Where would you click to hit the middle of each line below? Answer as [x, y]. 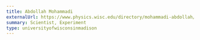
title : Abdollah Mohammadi [40, 11]
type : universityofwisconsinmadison [51, 28]
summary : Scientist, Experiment [46, 22]
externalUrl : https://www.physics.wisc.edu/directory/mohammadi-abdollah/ [101, 17]
